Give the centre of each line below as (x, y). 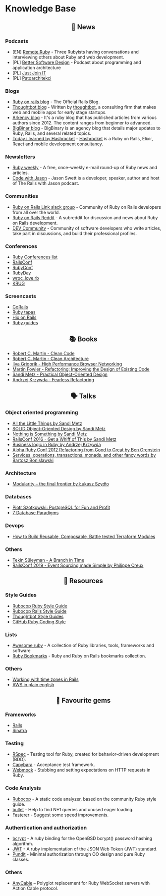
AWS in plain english (33, 685)
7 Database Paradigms (35, 513)
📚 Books (83, 339)
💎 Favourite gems (83, 700)
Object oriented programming (42, 413)
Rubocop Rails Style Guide (39, 611)
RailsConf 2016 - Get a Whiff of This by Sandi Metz (64, 439)
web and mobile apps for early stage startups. (59, 113)
